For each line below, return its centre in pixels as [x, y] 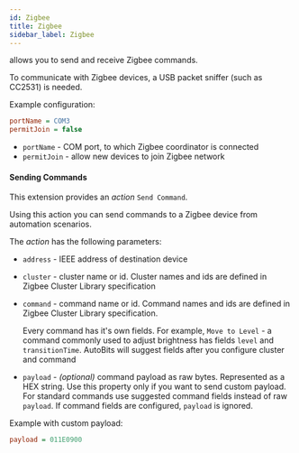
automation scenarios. [50, 224]
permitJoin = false [46, 130]
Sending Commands [48, 177]
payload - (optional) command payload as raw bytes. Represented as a [154, 377]
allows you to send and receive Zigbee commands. [104, 60]
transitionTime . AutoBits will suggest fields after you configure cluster [154, 350]
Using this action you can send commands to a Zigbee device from [134, 215]
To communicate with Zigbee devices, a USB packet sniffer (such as [136, 78]
